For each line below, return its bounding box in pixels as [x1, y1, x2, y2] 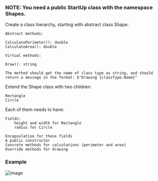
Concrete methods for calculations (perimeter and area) [5, 142, 126, 147]
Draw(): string [5, 62, 37, 67]
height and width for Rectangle [14, 120, 81, 126]
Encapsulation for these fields [5, 134, 72, 139]
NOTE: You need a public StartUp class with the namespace [5, 4, 153, 11]
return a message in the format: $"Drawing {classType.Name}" [5, 75, 137, 80]
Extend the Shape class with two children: [5, 84, 91, 90]
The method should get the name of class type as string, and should [5, 70, 153, 76]
